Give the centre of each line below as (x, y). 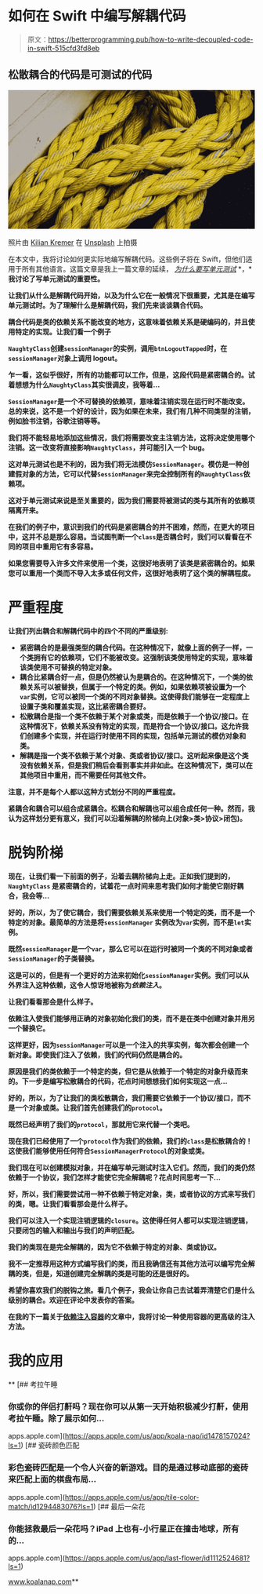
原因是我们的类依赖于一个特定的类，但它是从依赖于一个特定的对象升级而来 (128, 1071)
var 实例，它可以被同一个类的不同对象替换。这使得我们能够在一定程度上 (135, 697)
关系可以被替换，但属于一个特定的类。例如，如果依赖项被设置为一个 (136, 687)
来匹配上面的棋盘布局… (52, 1479)
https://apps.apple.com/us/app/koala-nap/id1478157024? (157, 1436)
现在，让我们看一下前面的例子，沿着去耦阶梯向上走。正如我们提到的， (121, 877)
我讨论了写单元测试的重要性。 (56, 279)
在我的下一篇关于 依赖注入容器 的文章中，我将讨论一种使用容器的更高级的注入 (131, 1317)
